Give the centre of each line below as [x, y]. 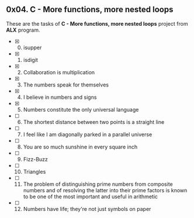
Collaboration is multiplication [59, 72]
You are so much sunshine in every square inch [80, 147]
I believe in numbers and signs [60, 97]
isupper [32, 47]
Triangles [34, 171]
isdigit [30, 60]
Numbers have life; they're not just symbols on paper [87, 209]
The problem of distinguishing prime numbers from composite [98, 184]
